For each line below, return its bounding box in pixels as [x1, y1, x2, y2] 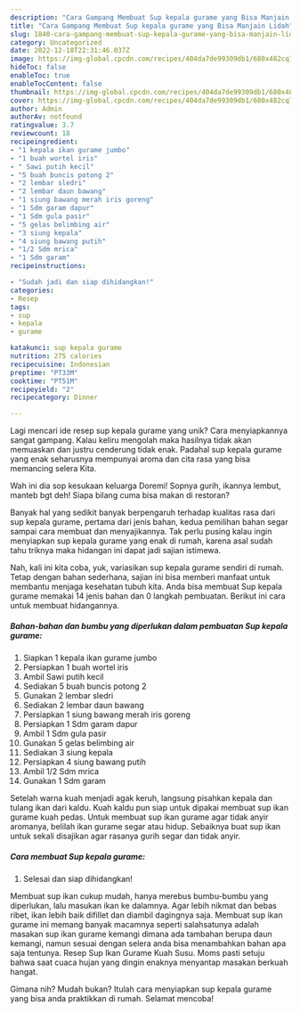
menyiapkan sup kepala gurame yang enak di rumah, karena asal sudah [10, 535, 273, 546]
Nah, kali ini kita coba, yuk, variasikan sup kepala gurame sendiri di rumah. [10, 562, 284, 573]
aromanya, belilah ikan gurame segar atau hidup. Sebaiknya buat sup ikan [10, 821, 281, 832]
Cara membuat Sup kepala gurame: [10, 851, 146, 862]
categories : [10, 286, 54, 295]
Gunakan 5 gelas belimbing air [22, 738, 135, 748]
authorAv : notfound [10, 112, 83, 121]
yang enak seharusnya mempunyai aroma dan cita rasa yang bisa [10, 453, 251, 464]
